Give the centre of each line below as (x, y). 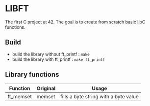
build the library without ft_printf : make (51, 54)
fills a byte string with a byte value (100, 96)
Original (46, 88)
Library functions (32, 75)
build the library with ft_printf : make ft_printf (59, 59)
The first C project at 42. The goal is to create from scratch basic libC (75, 22)
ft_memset (20, 96)
